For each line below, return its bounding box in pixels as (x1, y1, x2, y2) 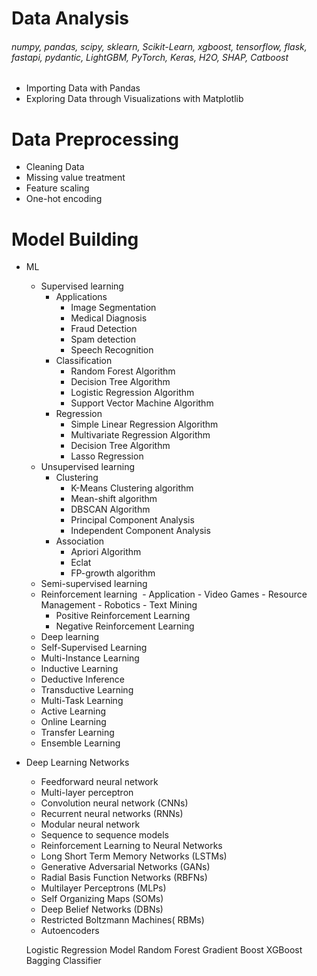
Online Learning (40, 716, 107, 728)
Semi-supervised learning (40, 578, 148, 590)
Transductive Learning (40, 684, 134, 696)
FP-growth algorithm (70, 567, 156, 579)
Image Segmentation (70, 302, 157, 314)
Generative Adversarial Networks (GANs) (40, 861, 211, 873)
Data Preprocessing (11, 128, 180, 151)
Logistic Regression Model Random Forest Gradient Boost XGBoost (25, 944, 303, 956)
